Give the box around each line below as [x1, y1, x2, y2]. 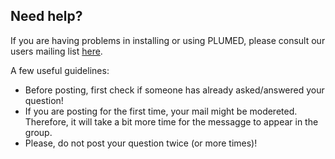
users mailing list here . [10, 45, 103, 57]
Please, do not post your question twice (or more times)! [24, 137, 258, 149]
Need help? [10, 8, 83, 25]
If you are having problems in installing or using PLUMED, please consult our [10, 34, 326, 46]
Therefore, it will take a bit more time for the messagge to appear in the [24, 115, 319, 128]
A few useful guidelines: [10, 64, 110, 76]
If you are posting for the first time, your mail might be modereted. [24, 105, 298, 117]
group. [24, 126, 53, 138]
